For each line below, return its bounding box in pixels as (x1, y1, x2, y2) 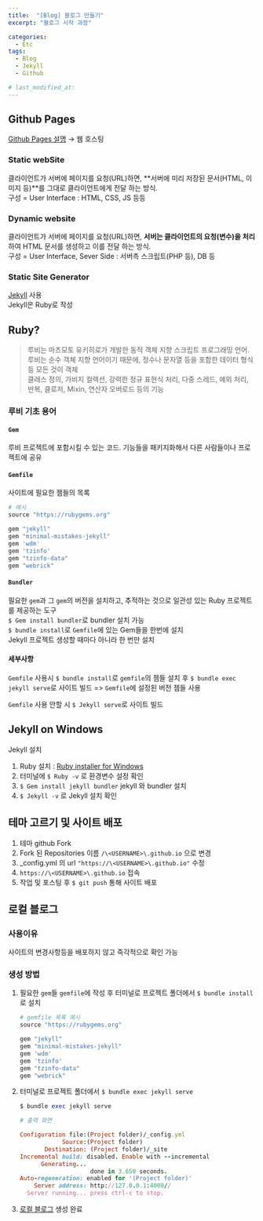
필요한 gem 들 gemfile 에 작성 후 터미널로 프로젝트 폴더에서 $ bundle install (19, 988, 254, 997)
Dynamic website (8, 213, 76, 224)
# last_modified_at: (8, 83, 76, 91)
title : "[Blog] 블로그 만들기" (8, 11, 104, 20)
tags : (8, 48, 26, 56)
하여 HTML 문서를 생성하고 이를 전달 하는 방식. (8, 242, 152, 251)
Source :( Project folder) (61, 1139, 144, 1146)
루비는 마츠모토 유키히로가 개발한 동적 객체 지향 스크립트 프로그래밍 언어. (27, 345, 250, 355)
